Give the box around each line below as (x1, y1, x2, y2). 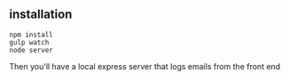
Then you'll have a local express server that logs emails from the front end (9, 61, 281, 71)
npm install (9, 30, 53, 39)
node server (9, 46, 53, 55)
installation (9, 7, 73, 22)
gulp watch (9, 38, 50, 47)
